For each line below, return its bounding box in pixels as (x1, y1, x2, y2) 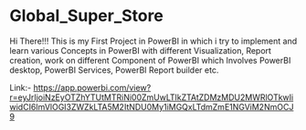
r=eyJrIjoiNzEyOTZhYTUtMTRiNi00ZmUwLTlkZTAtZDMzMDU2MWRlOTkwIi (9, 92, 294, 103)
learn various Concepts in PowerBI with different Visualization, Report (9, 45, 272, 55)
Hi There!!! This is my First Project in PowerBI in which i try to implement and (9, 35, 298, 46)
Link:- (9, 82, 32, 93)
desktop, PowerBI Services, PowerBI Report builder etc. (9, 65, 219, 75)
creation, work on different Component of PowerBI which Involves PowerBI (9, 55, 291, 65)
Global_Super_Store (9, 5, 164, 26)
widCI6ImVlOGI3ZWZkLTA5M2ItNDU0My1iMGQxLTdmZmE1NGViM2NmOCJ (9, 101, 294, 112)
